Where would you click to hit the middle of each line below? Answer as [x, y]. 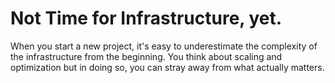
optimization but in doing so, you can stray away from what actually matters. [167, 67]
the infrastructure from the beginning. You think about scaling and [146, 56]
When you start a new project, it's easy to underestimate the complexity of [164, 46]
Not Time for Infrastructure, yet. [146, 18]
